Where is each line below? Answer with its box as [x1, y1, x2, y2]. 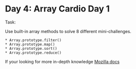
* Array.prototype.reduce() [5, 50, 62, 55]
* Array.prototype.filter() [5, 37, 62, 43]
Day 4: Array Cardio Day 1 [5, 3, 110, 14]
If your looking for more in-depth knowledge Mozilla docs [5, 58, 120, 64]
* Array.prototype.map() [5, 42, 55, 46]
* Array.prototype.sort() [5, 46, 57, 51]
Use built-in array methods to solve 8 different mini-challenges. [5, 28, 132, 34]
